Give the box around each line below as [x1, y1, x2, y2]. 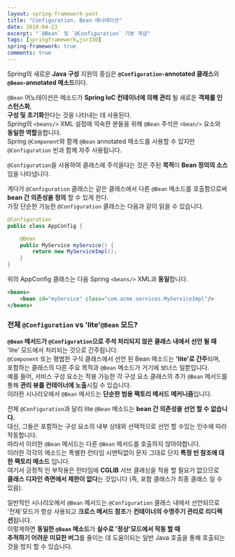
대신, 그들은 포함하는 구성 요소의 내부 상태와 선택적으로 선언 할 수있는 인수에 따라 [7, 422, 227, 430]
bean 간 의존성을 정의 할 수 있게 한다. [7, 193, 109, 201]
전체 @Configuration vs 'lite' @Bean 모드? [7, 320, 138, 330]
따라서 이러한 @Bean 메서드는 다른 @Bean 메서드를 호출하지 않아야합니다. [7, 439, 201, 448]
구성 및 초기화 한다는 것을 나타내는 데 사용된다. [7, 110, 132, 119]
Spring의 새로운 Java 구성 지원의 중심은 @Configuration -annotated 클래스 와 [7, 69, 220, 78]
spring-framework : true [7, 43, 77, 50]
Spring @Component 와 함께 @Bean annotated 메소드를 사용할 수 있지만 [7, 137, 195, 145]
